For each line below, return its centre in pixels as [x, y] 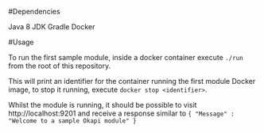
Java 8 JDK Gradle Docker [52, 27]
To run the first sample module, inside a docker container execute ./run [126, 57]
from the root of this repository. [60, 66]
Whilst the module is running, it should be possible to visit [103, 105]
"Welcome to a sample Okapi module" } [72, 121]
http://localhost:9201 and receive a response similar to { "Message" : [121, 113]
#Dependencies [35, 11]
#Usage [21, 42]
